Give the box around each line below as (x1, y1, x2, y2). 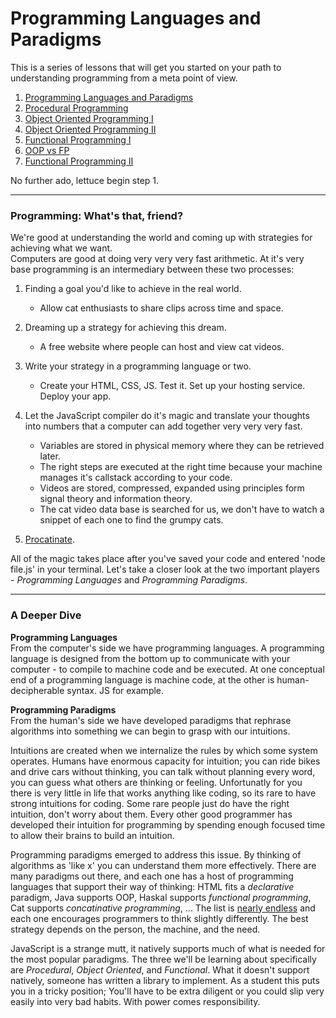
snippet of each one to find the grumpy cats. (39, 514, 224, 526)
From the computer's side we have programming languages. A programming (10, 642, 325, 654)
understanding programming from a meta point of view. (10, 72, 238, 84)
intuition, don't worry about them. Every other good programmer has (10, 808, 293, 820)
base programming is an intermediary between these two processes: (10, 263, 295, 276)
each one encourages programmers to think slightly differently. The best (10, 912, 309, 924)
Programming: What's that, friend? (10, 208, 184, 222)
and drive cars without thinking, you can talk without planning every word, (10, 765, 316, 777)
